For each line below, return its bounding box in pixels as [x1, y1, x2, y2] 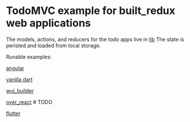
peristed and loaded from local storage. [6, 42, 101, 49]
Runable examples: [6, 53, 52, 60]
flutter [6, 110, 21, 117]
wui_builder [6, 87, 34, 94]
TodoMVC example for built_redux [6, 4, 176, 18]
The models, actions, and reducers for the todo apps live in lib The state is [6, 36, 185, 43]
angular [6, 64, 24, 71]
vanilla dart [6, 76, 33, 83]
